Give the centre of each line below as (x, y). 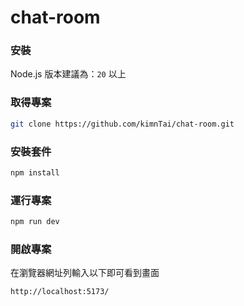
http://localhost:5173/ (60, 292)
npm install (35, 172)
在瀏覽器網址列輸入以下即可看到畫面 (85, 273)
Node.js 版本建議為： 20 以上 (68, 74)
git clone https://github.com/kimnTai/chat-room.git (122, 124)
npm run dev (35, 222)
